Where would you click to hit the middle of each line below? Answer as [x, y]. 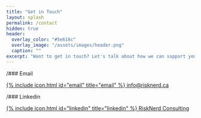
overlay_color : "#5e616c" [44, 40]
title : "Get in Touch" [34, 12]
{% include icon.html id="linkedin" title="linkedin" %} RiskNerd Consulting [98, 108]
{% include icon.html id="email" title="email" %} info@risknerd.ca [88, 85]
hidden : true [22, 28]
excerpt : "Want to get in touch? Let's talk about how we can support [96, 56]
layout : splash [25, 17]
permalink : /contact [32, 23]
